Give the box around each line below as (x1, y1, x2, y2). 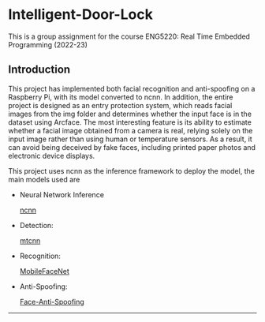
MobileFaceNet (19, 266, 69, 275)
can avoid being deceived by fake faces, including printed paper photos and (8, 142, 256, 152)
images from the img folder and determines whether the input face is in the (8, 109, 252, 118)
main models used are (8, 174, 80, 184)
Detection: (19, 220, 54, 230)
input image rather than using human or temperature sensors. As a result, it (8, 134, 252, 144)
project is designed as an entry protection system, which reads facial (8, 100, 233, 110)
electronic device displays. (8, 151, 95, 160)
